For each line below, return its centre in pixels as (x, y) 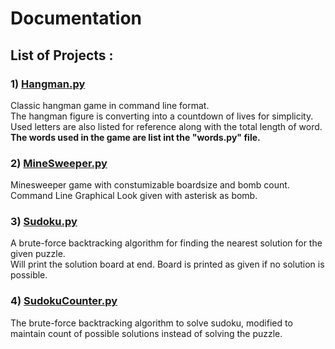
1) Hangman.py (48, 84)
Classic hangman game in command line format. (110, 105)
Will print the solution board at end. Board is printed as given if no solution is (167, 264)
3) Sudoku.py (44, 222)
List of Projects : (62, 55)
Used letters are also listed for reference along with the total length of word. (166, 126)
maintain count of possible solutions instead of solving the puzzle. (146, 333)
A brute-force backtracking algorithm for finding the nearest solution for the (166, 243)
